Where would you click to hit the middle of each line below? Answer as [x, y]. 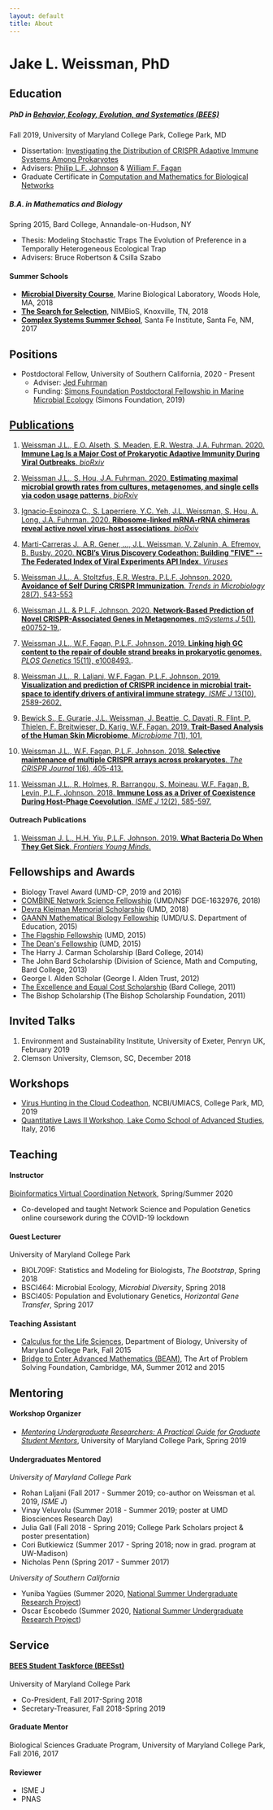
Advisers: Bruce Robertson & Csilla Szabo [91, 258]
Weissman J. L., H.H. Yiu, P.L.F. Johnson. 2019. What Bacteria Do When [142, 838]
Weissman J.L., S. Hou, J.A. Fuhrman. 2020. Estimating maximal [130, 478]
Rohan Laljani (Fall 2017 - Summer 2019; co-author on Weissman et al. [139, 1493]
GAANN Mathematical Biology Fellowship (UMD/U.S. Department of [134, 918]
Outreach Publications [48, 820]
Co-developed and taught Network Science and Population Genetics [136, 1210]
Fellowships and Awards [72, 872]
